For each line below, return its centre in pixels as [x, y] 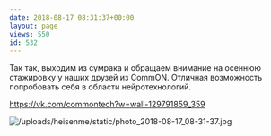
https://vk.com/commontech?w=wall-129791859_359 [107, 105]
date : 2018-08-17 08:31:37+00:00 [72, 17]
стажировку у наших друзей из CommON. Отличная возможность [136, 78]
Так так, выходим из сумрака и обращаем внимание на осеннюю [135, 68]
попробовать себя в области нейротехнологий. [100, 87]
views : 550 [30, 34]
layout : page [34, 26]
